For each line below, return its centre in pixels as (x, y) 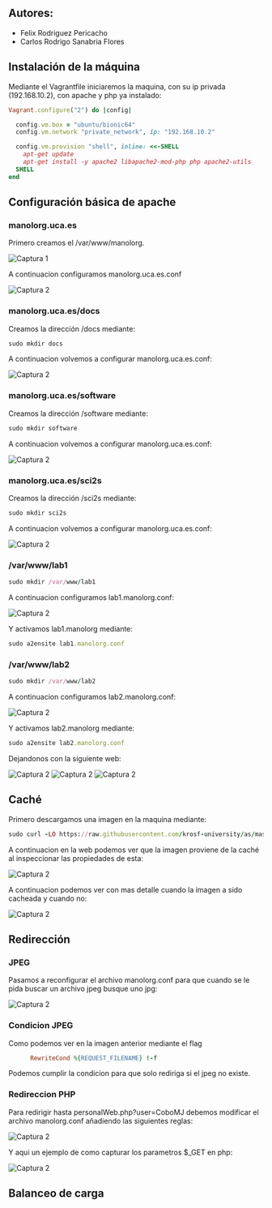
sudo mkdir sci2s (38, 513)
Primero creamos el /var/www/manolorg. (76, 243)
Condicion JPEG (41, 1026)
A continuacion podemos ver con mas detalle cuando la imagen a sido (125, 889)
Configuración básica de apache (92, 202)
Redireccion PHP (42, 1094)
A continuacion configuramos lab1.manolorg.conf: (91, 598)
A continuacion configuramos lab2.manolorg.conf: (92, 697)
